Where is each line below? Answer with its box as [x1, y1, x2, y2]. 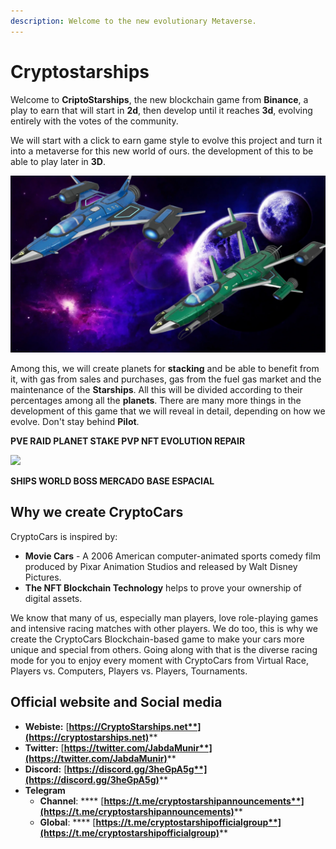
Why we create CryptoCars [10, 504, 184, 521]
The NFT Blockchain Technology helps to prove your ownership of [24, 581, 302, 594]
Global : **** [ [39, 816, 97, 828]
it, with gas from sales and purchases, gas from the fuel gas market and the [10, 373, 322, 385]
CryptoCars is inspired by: [10, 530, 118, 542]
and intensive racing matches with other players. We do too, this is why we [10, 622, 318, 634]
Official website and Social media [10, 694, 223, 711]
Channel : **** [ [39, 795, 105, 807]
